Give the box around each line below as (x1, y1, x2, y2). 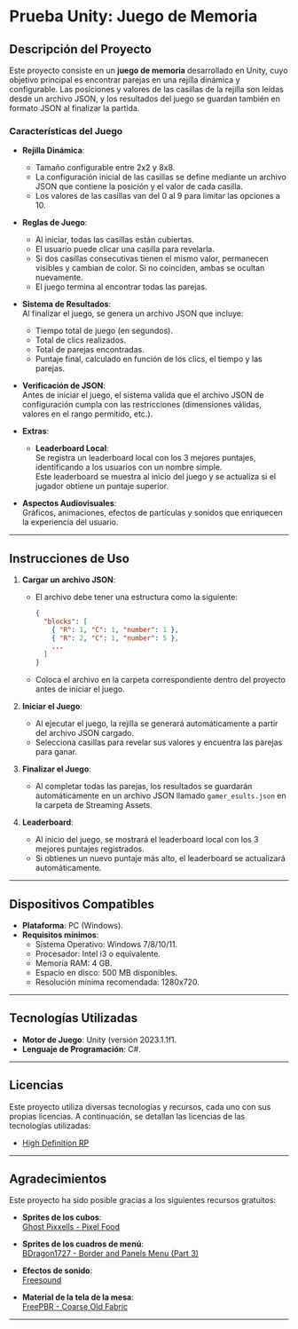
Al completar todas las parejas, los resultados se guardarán (35, 781, 253, 792)
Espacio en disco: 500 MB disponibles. (35, 968, 177, 978)
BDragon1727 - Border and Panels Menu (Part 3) (21, 1248, 200, 1259)
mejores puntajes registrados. (35, 843, 145, 854)
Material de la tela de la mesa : (21, 1292, 135, 1302)
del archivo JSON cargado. (35, 728, 135, 739)
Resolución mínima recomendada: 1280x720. (35, 977, 200, 987)
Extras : (21, 426, 50, 437)
